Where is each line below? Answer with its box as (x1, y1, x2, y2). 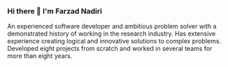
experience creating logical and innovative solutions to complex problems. (7, 37, 222, 45)
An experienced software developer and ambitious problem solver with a (7, 22, 217, 31)
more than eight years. (7, 52, 73, 60)
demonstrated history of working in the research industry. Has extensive (7, 29, 216, 38)
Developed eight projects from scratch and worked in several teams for (7, 45, 213, 53)
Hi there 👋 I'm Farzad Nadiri (7, 6, 103, 16)
